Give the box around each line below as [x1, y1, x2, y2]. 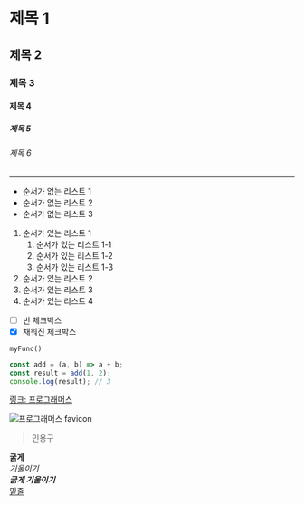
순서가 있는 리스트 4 [22, 295, 93, 306]
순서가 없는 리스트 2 [22, 196, 93, 208]
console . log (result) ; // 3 [9, 376, 111, 386]
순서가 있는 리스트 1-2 [35, 250, 113, 261]
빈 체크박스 [22, 314, 62, 326]
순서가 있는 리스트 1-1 [35, 239, 112, 250]
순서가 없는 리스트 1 [22, 186, 92, 196]
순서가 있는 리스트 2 [22, 272, 93, 283]
